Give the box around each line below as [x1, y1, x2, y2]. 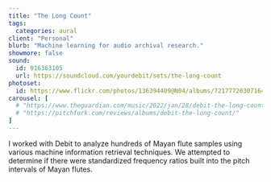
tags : [8, 19, 27, 27]
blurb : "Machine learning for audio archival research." [8, 42, 204, 50]
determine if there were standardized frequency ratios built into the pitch [8, 155, 250, 165]
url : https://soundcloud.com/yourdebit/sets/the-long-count [15, 72, 222, 80]
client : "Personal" [8, 34, 74, 43]
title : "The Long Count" [8, 11, 92, 20]
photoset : [8, 79, 42, 87]
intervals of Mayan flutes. [8, 164, 93, 174]
